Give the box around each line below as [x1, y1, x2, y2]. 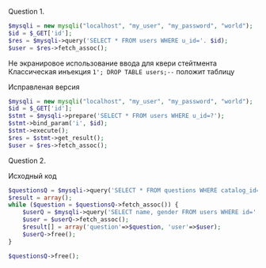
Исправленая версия [8, 82, 80, 92]
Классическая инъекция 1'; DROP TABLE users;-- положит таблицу [8, 66, 235, 76]
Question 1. [8, 7, 45, 16]
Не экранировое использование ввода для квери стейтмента [8, 59, 218, 68]
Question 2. [8, 156, 46, 165]
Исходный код [8, 171, 57, 180]
